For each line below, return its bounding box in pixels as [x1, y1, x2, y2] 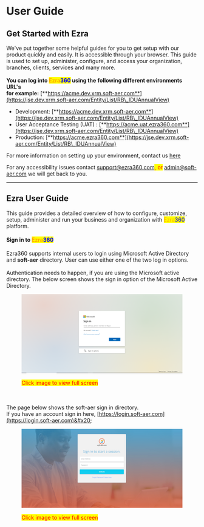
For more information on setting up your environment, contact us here [6, 152, 181, 159]
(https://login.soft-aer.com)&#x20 [6, 417, 91, 424]
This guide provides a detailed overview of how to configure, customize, [6, 209, 187, 217]
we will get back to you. [28, 170, 87, 177]
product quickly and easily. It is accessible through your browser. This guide [6, 51, 197, 58]
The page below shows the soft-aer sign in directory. [6, 404, 139, 411]
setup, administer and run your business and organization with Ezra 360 [6, 216, 185, 223]
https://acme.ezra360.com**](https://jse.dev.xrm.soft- [52, 134, 189, 141]
